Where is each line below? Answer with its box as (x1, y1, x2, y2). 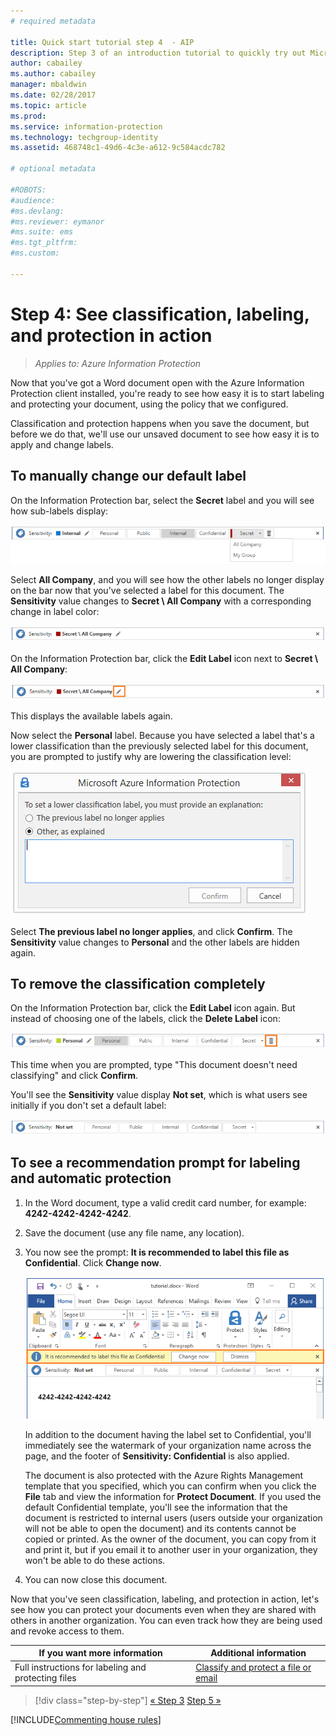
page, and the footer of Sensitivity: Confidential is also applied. (24, 1450, 290, 1462)
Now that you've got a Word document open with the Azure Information (10, 376, 305, 389)
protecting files (14, 1672, 77, 1684)
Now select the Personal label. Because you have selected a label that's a (10, 729, 315, 741)
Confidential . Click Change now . (24, 1256, 162, 1269)
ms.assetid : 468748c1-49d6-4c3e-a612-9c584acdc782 (10, 143, 226, 153)
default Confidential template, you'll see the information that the (24, 1501, 288, 1513)
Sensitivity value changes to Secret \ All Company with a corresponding (10, 595, 312, 607)
